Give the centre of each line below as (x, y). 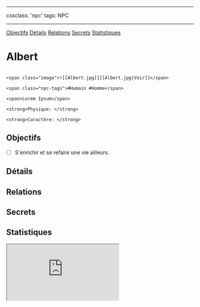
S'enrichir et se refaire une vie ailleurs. (62, 152)
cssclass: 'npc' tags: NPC (37, 15)
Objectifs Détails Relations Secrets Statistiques (63, 33)
